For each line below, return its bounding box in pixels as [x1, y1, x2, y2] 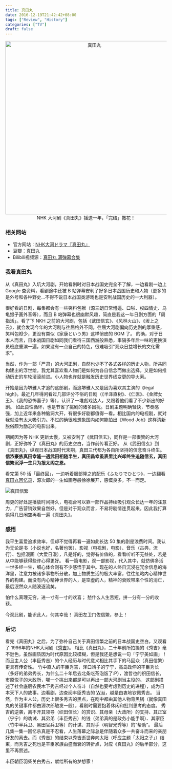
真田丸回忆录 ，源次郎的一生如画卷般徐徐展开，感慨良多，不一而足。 [5, 477, 149, 483]
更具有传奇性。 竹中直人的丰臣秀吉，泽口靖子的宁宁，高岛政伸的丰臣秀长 [5, 664, 159, 670]
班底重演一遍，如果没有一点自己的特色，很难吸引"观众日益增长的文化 [9, 343, 156, 349]
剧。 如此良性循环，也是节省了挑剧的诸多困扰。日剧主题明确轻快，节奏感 [5, 404, 159, 410]
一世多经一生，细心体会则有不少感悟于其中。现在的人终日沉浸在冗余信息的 [5, 564, 162, 570]
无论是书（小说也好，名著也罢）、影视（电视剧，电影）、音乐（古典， [9, 545, 154, 551]
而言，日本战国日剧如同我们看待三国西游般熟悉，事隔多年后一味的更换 [14, 337, 162, 343]
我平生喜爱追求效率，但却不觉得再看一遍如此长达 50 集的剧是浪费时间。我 [5, 538, 162, 545]
